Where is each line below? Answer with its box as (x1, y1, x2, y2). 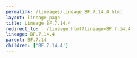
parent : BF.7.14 (5, 37, 47, 43)
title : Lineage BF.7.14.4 (5, 20, 71, 26)
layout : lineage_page (5, 14, 61, 21)
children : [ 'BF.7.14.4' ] (5, 43, 68, 49)
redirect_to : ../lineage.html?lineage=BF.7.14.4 (5, 25, 131, 32)
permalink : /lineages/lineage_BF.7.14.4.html (5, 8, 122, 15)
